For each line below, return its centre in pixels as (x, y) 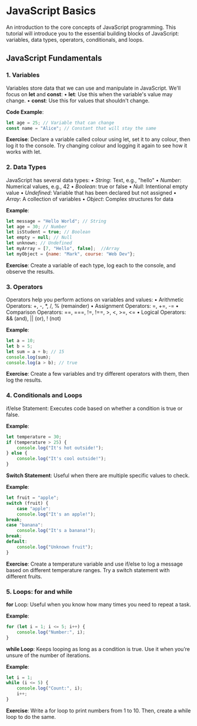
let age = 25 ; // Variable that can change (60, 123)
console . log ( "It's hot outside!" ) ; (60, 448)
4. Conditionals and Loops (44, 395)
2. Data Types (26, 167)
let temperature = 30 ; (34, 437)
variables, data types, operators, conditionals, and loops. (75, 40)
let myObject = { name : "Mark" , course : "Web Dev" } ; (71, 254)
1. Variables (23, 75)
